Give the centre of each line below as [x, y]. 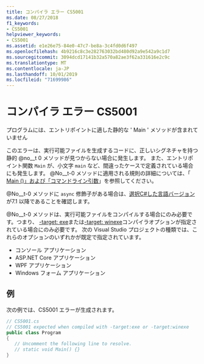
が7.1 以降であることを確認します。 [50, 201]
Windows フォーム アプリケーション [60, 273]
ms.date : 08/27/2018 [33, 18]
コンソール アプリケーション [51, 250]
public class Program [34, 332]
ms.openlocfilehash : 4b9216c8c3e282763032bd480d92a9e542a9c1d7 [88, 52]
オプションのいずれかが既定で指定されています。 [83, 237]
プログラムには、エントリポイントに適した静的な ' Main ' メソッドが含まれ [100, 130]
